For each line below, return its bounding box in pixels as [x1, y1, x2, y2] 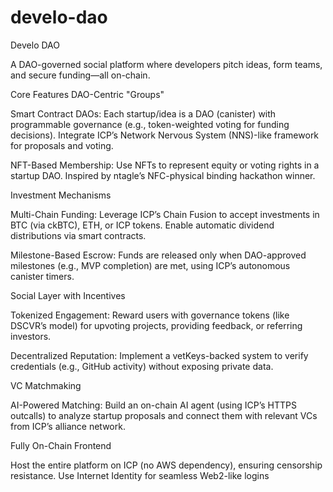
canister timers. [10, 270, 75, 282]
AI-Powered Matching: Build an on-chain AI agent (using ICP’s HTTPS [10, 399, 297, 411]
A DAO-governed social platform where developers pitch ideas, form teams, [10, 58, 323, 70]
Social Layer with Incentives [10, 289, 126, 301]
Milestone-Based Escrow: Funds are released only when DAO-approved [10, 249, 307, 261]
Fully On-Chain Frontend [10, 439, 112, 451]
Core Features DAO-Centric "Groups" [10, 88, 165, 100]
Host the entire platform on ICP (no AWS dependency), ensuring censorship [10, 459, 323, 471]
